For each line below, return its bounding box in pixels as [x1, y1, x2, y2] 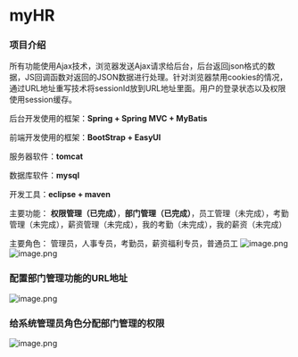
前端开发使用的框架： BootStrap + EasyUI [9, 132, 161, 143]
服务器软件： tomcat [9, 151, 83, 162]
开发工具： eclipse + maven [9, 189, 112, 200]
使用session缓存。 [9, 95, 78, 105]
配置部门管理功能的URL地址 [9, 272, 128, 285]
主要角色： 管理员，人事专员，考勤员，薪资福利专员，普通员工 [9, 238, 238, 249]
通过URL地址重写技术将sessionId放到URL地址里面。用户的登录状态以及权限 [9, 83, 286, 94]
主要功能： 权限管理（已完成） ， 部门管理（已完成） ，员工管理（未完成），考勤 [9, 208, 289, 219]
